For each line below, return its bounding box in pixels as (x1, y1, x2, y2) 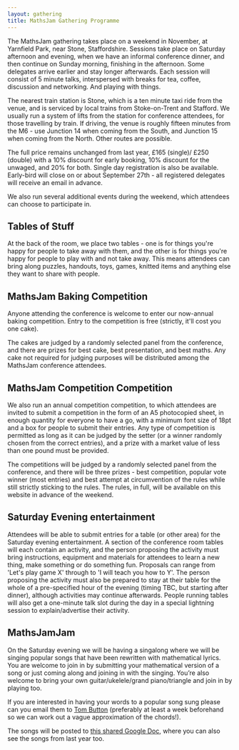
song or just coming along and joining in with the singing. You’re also (7, 669, 210, 677)
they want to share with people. (7, 269, 101, 279)
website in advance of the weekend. (7, 490, 114, 499)
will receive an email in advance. (7, 178, 103, 186)
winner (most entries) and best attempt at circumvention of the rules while (7, 475, 225, 484)
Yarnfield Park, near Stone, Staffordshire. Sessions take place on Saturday (7, 44, 226, 53)
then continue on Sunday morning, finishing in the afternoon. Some (7, 59, 205, 68)
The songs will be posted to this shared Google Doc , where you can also (7, 726, 220, 735)
